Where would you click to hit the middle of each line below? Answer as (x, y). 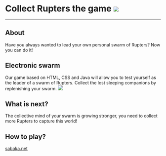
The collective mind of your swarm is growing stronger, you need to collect (82, 116)
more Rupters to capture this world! (41, 121)
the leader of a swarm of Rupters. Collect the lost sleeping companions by (81, 82)
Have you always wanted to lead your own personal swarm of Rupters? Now (83, 44)
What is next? (27, 104)
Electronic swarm (33, 65)
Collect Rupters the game (59, 9)
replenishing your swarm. (31, 88)
